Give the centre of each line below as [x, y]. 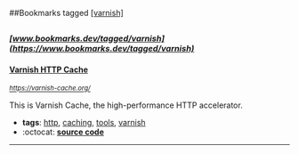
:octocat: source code [63, 132]
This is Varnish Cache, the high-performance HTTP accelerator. [126, 105]
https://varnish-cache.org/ [50, 88]
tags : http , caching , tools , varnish [84, 122]
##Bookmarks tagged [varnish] [67, 13]
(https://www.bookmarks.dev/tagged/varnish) [102, 49]
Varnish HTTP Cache [49, 69]
